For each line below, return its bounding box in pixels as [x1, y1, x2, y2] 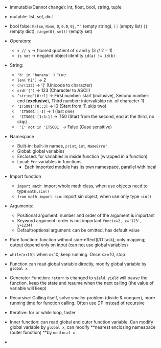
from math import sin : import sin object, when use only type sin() [17, 194, 152, 199]
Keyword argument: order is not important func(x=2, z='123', [17, 218, 142, 223]
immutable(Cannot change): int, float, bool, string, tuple [9, 4, 122, 10]
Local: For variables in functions [17, 159, 82, 164]
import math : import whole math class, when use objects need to [17, 183, 148, 189]
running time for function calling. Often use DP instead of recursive [9, 300, 145, 306]
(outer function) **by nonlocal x [9, 329, 75, 335]
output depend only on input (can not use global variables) [9, 242, 128, 248]
